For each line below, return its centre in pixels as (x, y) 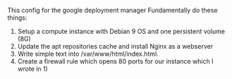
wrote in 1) (32, 69)
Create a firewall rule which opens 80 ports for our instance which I (115, 61)
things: (17, 18)
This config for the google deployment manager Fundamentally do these (112, 10)
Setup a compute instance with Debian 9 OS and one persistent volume (121, 31)
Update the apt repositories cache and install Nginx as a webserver (115, 46)
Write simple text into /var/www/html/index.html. (88, 54)
